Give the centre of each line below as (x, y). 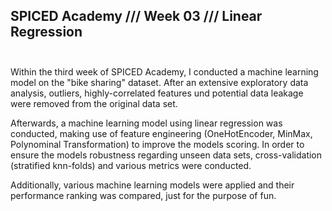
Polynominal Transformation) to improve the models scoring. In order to (157, 144)
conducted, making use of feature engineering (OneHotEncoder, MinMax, (161, 133)
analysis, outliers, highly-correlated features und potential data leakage (157, 93)
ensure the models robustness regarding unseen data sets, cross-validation (166, 155)
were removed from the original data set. (94, 103)
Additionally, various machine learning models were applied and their (152, 185)
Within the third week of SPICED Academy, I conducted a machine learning (164, 71)
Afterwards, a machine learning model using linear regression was (146, 123)
